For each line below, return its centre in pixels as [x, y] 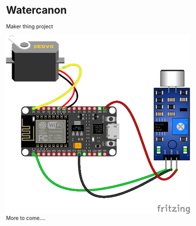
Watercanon [36, 10]
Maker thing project [30, 26]
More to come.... [26, 218]
